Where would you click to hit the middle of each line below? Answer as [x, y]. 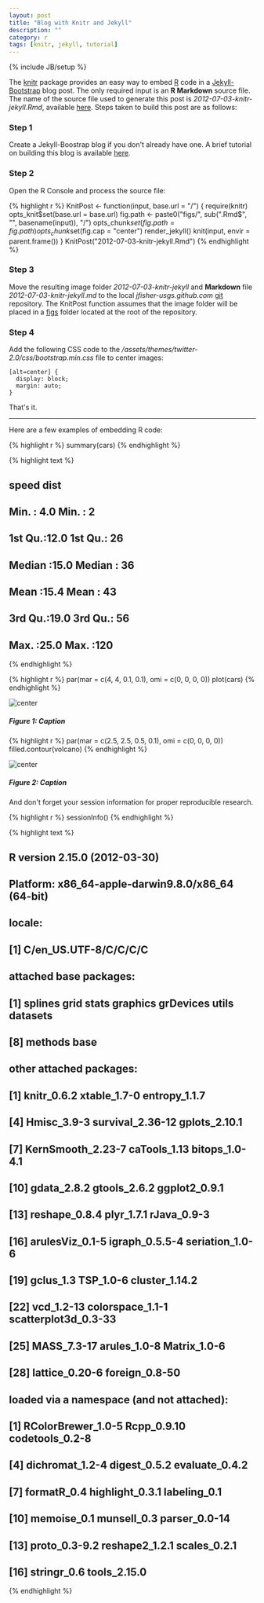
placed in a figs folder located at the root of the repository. [103, 312]
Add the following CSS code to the [65, 350]
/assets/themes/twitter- [160, 350]
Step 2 [22, 174]
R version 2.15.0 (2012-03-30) [84, 857]
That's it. [23, 407]
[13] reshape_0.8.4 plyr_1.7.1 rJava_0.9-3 [109, 1215]
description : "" [35, 30]
